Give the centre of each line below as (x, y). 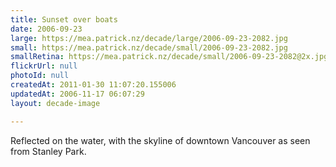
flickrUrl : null (44, 66)
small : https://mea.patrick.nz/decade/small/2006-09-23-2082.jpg (149, 47)
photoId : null (40, 76)
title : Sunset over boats (64, 19)
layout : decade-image (55, 103)
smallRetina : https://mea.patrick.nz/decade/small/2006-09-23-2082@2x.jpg (169, 57)
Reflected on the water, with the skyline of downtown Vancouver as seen (160, 140)
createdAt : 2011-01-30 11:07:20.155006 (93, 85)
